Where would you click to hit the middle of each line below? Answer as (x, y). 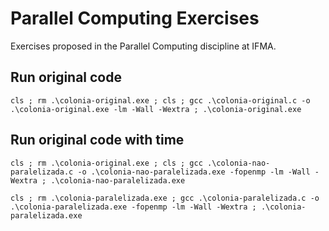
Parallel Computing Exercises (135, 18)
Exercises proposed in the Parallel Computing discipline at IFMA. (143, 46)
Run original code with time (97, 140)
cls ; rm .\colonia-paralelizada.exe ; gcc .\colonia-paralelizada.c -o (165, 198)
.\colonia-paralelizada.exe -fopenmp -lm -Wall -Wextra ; (133, 207)
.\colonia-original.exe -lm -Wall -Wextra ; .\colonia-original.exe (156, 109)
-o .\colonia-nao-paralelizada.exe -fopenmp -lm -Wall (194, 172)
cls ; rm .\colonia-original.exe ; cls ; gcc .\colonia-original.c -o (160, 100)
